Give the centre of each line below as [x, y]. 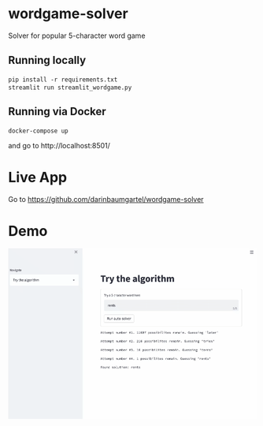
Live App [38, 177]
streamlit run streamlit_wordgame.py [70, 88]
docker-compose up [38, 131]
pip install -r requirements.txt [63, 80]
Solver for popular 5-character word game [77, 35]
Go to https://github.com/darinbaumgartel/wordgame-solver [106, 199]
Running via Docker [57, 112]
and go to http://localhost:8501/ [59, 145]
